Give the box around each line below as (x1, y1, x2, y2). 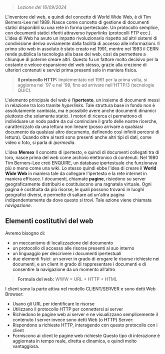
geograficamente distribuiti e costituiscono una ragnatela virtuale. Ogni (5, 181, 151, 187)
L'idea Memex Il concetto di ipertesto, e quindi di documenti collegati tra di (5, 149, 159, 155)
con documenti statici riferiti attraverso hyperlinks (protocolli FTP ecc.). (5, 30, 152, 35)
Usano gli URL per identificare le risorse (12, 300, 95, 306)
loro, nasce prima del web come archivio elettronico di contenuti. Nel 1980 (5, 154, 158, 160)
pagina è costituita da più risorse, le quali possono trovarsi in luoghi (5, 186, 144, 192)
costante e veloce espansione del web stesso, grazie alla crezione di (5, 62, 147, 67)
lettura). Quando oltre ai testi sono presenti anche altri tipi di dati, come (5, 134, 152, 140)
